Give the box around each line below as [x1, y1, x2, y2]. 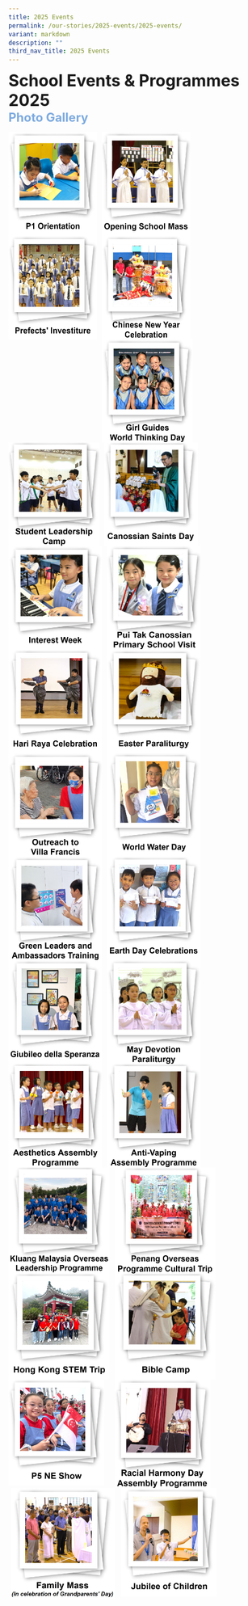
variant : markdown [8, 30, 70, 38]
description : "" [8, 39, 63, 47]
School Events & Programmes [8, 70, 240, 91]
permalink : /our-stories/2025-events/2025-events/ [8, 21, 183, 30]
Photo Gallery [8, 110, 89, 125]
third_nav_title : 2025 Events [8, 47, 111, 56]
